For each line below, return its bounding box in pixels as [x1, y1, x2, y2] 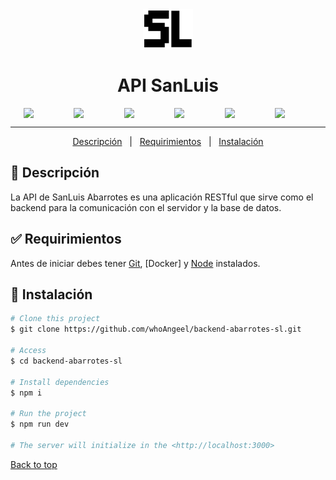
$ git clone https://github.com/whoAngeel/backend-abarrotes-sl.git [10, 324, 302, 335]
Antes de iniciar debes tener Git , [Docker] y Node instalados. [10, 257, 261, 269]
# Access [10, 346, 47, 356]
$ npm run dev [10, 419, 70, 430]
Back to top [10, 458, 58, 470]
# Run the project [10, 409, 87, 419]
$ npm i [10, 388, 43, 398]
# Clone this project [10, 314, 101, 324]
